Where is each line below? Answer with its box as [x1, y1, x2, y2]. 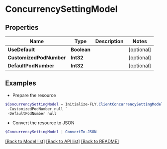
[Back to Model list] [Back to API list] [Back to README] [5, 139, 119, 145]
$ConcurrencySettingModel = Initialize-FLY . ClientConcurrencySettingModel [5, 101, 164, 107]
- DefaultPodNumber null [7, 111, 57, 116]
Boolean [70, 46, 91, 53]
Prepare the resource [12, 92, 56, 98]
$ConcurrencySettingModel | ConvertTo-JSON [5, 130, 97, 135]
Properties [5, 23, 39, 32]
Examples [5, 79, 36, 88]
